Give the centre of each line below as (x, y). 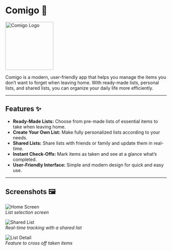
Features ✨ (23, 109)
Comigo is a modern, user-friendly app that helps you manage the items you (86, 77)
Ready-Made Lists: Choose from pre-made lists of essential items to (85, 121)
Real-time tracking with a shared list (44, 227)
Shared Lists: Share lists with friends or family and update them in (82, 143)
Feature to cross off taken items (39, 243)
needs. (20, 137)
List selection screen (27, 212)
